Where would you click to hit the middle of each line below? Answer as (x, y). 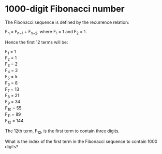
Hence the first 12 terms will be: (37, 42)
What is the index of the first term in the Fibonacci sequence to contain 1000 (81, 141)
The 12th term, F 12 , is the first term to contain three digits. (62, 132)
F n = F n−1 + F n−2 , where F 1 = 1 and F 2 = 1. (46, 32)
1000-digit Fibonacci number (65, 9)
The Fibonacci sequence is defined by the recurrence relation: (67, 22)
